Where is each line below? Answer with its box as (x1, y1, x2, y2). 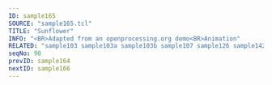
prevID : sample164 (8, 57, 70, 66)
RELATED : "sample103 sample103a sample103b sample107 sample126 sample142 (8, 42, 266, 50)
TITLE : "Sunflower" (8, 27, 74, 35)
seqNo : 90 (8, 49, 42, 57)
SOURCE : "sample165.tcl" (8, 19, 92, 28)
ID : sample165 (8, 11, 57, 20)
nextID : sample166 (8, 65, 70, 73)
